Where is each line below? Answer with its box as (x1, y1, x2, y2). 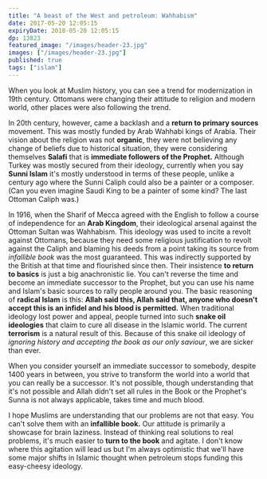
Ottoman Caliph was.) (8, 194, 80, 204)
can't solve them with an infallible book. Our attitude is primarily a (8, 418, 226, 428)
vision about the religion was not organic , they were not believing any (8, 135, 238, 144)
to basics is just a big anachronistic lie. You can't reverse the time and (8, 269, 239, 279)
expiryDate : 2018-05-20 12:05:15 (8, 26, 120, 34)
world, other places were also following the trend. (8, 102, 171, 112)
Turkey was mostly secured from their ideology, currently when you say (8, 160, 244, 170)
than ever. (8, 345, 41, 355)
